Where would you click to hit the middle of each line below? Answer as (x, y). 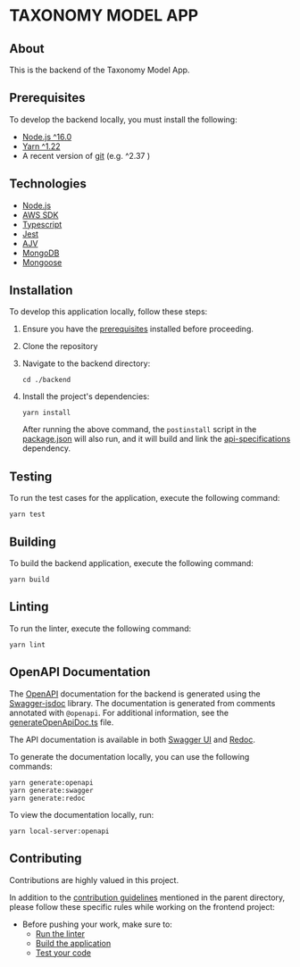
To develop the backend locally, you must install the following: (124, 119)
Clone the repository (60, 346)
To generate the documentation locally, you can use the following (129, 756)
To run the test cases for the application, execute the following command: (145, 498)
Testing (31, 476)
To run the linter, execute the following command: (100, 628)
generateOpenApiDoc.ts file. (62, 722)
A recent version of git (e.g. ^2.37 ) (86, 155)
